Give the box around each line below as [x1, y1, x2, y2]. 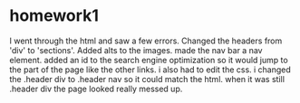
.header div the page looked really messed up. [9, 83, 183, 94]
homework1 [9, 5, 100, 26]
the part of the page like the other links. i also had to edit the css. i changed [9, 64, 292, 75]
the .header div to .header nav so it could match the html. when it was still [9, 73, 285, 84]
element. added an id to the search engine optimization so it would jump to [9, 54, 288, 65]
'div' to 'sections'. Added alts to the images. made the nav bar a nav [9, 44, 263, 55]
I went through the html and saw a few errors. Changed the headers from [9, 35, 283, 46]
